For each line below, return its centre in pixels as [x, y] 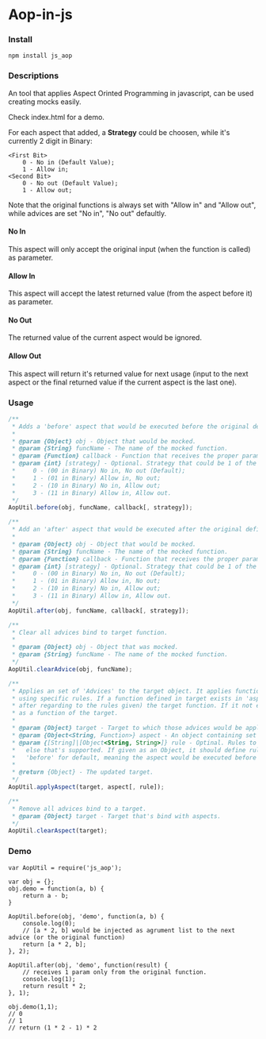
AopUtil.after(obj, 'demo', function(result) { [88, 965]
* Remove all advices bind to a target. [79, 809]
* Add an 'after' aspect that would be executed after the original [127, 530]
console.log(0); [49, 923]
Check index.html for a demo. [57, 117]
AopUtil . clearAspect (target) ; [58, 831]
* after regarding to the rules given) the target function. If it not [132, 706]
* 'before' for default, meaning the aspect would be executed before [134, 757]
